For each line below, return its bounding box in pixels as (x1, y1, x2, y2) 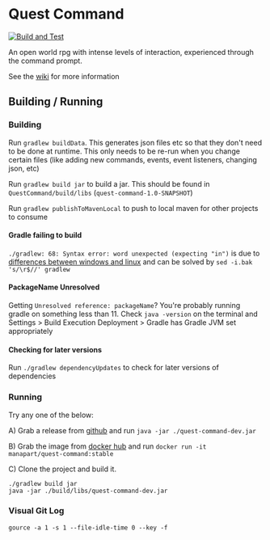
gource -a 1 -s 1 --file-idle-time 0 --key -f (8, 523, 168, 532)
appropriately (8, 327, 53, 336)
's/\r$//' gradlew (8, 265, 70, 273)
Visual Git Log (8, 505, 65, 517)
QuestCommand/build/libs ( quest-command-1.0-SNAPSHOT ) (8, 188, 193, 197)
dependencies (8, 371, 57, 381)
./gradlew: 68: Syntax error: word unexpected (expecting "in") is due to (8, 248, 260, 258)
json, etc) (8, 163, 40, 173)
